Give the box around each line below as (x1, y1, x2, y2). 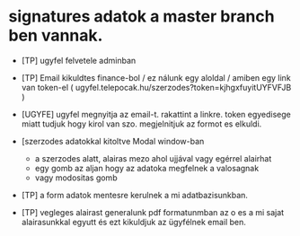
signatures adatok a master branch (8, 6, 275, 27)
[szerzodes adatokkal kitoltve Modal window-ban (21, 135, 205, 146)
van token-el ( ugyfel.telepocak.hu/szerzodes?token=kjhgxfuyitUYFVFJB (21, 82, 292, 92)
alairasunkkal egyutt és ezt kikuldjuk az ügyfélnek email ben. (21, 216, 246, 227)
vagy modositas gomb (34, 172, 118, 183)
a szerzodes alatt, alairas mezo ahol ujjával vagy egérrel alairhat (34, 153, 272, 163)
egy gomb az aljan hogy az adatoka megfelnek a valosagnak (34, 162, 260, 173)
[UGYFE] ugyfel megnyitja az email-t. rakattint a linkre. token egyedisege (21, 109, 291, 119)
